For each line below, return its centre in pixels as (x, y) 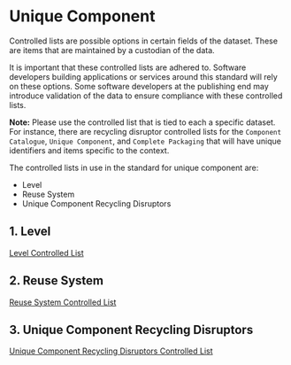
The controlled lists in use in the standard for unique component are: (134, 167)
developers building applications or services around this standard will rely (144, 76)
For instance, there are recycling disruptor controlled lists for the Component (145, 131)
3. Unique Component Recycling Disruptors (131, 330)
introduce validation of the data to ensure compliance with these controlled (146, 96)
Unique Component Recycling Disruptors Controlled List (111, 351)
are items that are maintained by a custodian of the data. (112, 50)
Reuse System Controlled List (63, 302)
